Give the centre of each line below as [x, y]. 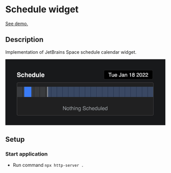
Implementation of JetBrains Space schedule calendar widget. [71, 52]
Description [24, 40]
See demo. [17, 24]
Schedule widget [42, 9]
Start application [27, 154]
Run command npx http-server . [48, 165]
